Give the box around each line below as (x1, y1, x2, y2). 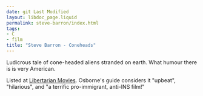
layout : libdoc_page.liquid (6, 14, 78, 20)
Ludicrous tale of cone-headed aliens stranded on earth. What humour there (6, 58, 198, 66)
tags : (6, 25, 20, 32)
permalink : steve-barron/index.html (6, 20, 99, 26)
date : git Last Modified (6, 8, 69, 15)
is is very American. (6, 65, 56, 72)
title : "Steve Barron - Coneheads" (6, 43, 96, 49)
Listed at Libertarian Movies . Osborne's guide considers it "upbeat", (6, 76, 176, 84)
